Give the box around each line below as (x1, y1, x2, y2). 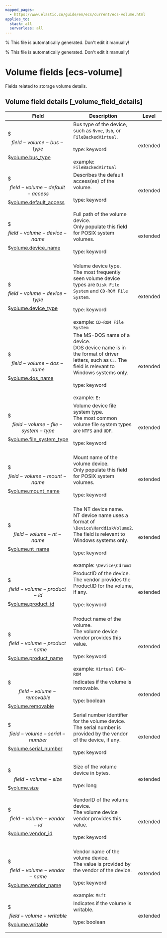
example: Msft (73, 892, 106, 899)
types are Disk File (73, 281, 120, 288)
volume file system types (73, 421, 132, 428)
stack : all (9, 21, 32, 26)
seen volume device (73, 275, 120, 282)
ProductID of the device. (73, 570, 130, 577)
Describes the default (73, 171, 124, 178)
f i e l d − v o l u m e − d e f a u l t (9, 184, 66, 191)
